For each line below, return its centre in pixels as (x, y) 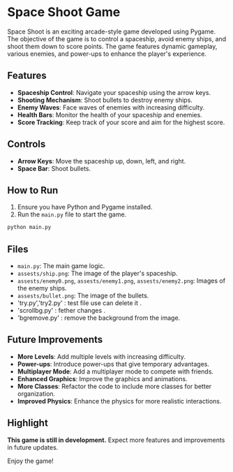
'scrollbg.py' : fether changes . (61, 311)
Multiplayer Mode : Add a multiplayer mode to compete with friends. (115, 371)
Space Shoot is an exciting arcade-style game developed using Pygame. (112, 31)
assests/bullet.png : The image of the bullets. (83, 296)
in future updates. (33, 447)
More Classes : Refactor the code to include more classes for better (114, 386)
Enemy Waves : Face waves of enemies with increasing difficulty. (111, 107)
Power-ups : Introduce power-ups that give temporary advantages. (113, 364)
